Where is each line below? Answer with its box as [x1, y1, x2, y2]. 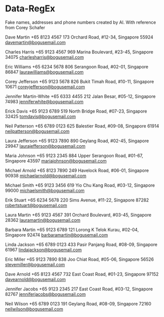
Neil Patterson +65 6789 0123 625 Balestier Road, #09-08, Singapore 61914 [5, 123, 159, 129]
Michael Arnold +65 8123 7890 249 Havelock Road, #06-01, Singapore [5, 167, 149, 173]
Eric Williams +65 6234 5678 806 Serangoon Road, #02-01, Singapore [5, 64, 149, 70]
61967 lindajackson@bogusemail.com [5, 246, 82, 252]
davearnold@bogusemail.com [5, 276, 66, 282]
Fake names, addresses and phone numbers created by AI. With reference [5, 19, 156, 25]
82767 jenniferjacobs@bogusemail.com [5, 291, 86, 297]
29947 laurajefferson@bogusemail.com [5, 143, 86, 149]
